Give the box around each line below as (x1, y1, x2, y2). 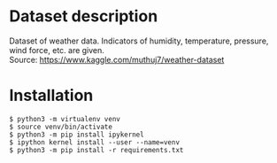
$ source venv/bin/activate (9, 122, 113, 131)
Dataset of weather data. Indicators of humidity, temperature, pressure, (9, 35, 269, 46)
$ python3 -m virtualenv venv (9, 114, 121, 123)
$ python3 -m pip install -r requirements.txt (9, 145, 184, 154)
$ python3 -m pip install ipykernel (9, 130, 144, 139)
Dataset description (9, 6, 158, 27)
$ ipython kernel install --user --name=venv (9, 137, 180, 147)
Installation (9, 86, 94, 105)
